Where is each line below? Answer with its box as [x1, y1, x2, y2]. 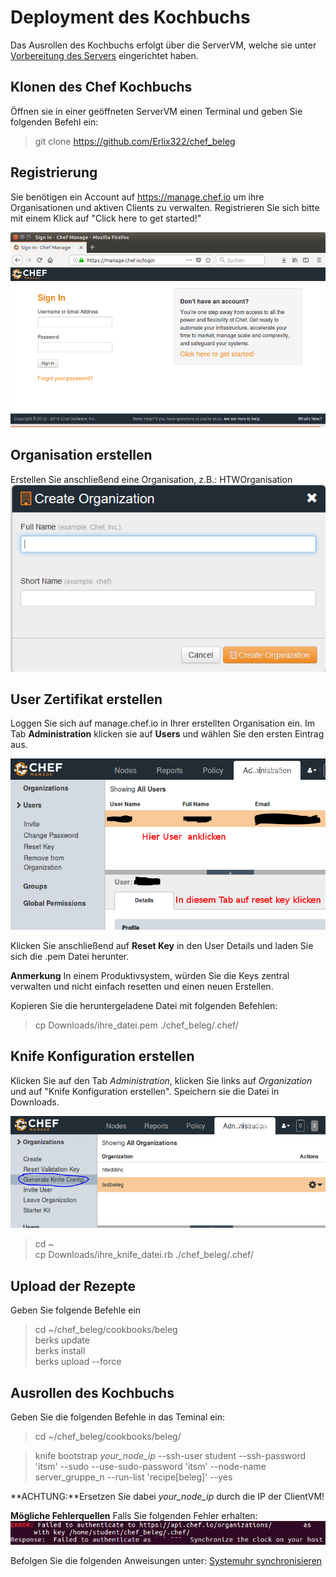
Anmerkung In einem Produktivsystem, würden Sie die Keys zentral [10, 969, 290, 981]
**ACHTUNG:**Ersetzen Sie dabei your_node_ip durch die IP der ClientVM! [10, 1491, 325, 1503]
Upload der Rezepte [10, 1277, 137, 1295]
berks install [34, 1345, 86, 1357]
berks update [34, 1334, 90, 1346]
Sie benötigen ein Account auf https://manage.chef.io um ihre [10, 191, 265, 203]
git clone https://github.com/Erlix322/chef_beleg [34, 135, 236, 147]
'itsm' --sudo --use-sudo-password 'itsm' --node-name [34, 1461, 267, 1473]
